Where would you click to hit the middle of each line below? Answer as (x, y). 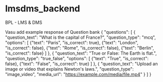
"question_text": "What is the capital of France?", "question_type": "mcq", (81, 37)
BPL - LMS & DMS (24, 22)
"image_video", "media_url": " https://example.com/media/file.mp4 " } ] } (78, 74)
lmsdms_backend (43, 9)
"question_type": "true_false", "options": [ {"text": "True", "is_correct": (77, 58)
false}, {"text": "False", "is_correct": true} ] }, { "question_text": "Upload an (81, 64)
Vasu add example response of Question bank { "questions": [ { (70, 32)
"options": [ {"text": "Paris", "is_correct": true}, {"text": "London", (72, 42)
